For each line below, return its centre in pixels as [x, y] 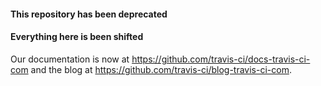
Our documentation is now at [70, 59]
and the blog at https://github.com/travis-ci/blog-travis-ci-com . [161, 69]
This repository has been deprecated [89, 14]
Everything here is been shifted [77, 37]
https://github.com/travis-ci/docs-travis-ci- [221, 59]
